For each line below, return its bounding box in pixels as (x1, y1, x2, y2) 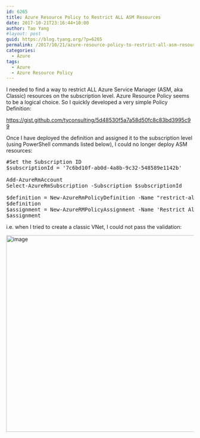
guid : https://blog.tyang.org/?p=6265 (6, 36, 102, 42)
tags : (6, 58, 20, 64)
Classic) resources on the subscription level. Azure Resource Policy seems (6, 92, 189, 100)
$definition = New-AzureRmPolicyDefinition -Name (6, 194, 154, 201)
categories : (6, 48, 36, 54)
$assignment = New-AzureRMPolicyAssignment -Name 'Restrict (6, 206, 186, 213)
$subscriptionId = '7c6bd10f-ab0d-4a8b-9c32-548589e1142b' (6, 164, 183, 172)
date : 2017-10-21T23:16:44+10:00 (6, 20, 89, 26)
